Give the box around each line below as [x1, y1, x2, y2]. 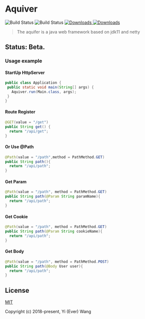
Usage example [5, 57, 43, 64]
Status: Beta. [5, 43, 45, 52]
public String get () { [5, 124, 51, 129]
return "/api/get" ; [9, 129, 49, 134]
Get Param [5, 178, 27, 184]
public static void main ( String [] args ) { [7, 85, 94, 90]
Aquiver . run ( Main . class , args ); [11, 89, 77, 94]
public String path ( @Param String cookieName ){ [5, 229, 103, 234]
